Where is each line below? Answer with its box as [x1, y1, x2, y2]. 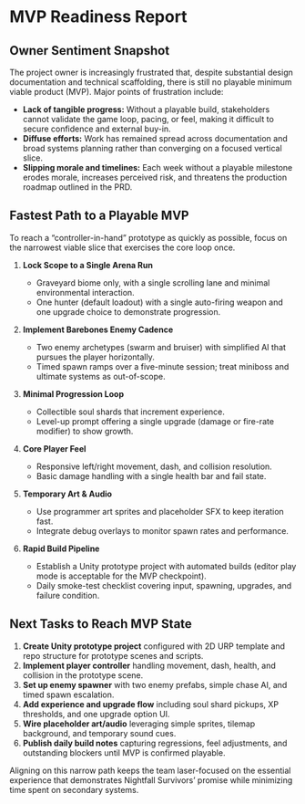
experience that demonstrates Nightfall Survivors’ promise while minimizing [9, 774, 293, 786]
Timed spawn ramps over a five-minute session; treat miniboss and [36, 360, 290, 371]
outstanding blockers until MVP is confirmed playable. [22, 747, 226, 758]
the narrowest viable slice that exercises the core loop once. [9, 242, 236, 253]
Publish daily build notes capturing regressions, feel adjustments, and [22, 737, 288, 748]
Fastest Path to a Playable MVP [9, 208, 189, 224]
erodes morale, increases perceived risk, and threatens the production [22, 172, 288, 183]
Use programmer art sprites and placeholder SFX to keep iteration [36, 506, 284, 517]
